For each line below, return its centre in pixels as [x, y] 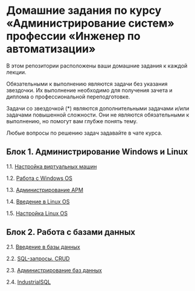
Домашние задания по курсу [84, 11]
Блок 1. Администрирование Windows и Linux [97, 152]
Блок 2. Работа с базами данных [71, 232]
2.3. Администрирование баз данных [54, 270]
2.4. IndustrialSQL [29, 282]
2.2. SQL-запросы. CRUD [38, 258]
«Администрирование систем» [91, 23]
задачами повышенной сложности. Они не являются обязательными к [98, 115]
